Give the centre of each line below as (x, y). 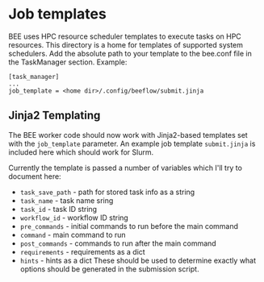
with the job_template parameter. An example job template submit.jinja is (132, 143)
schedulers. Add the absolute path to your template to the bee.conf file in (130, 53)
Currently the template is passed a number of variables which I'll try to (125, 168)
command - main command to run (73, 234)
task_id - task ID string (59, 209)
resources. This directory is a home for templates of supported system (126, 44)
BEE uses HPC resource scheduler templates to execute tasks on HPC (125, 36)
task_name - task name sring (67, 200)
